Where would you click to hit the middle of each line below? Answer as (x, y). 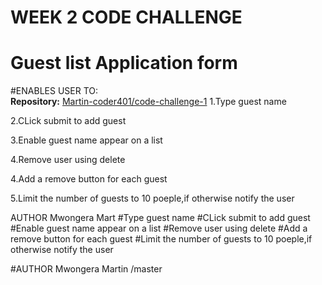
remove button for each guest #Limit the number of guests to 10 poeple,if (161, 239)
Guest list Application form (124, 63)
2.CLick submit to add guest (68, 121)
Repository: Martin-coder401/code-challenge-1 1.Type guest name (148, 102)
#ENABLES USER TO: (54, 91)
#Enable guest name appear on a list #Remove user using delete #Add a (159, 228)
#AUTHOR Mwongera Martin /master (86, 269)
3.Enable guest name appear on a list (86, 140)
